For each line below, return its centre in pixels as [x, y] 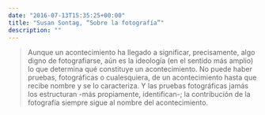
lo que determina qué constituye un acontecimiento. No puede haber [140, 69]
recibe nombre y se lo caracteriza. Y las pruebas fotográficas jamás [138, 86]
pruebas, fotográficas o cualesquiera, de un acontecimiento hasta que [142, 78]
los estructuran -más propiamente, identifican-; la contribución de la [139, 95]
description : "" [35, 30]
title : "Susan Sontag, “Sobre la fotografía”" [86, 23]
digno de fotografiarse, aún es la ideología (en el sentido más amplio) [140, 61]
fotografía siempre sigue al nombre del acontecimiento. [117, 102]
